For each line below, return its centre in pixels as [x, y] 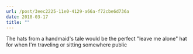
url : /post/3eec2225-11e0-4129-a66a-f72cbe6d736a [68, 11]
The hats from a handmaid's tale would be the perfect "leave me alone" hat [96, 39]
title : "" [18, 22]
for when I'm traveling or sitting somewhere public [67, 45]
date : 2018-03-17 [27, 17]
